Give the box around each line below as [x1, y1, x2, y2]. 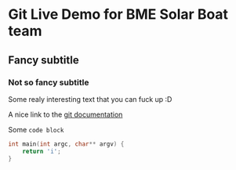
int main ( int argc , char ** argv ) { [8, 139, 125, 148]
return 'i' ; [22, 147, 61, 155]
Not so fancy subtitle [8, 77, 89, 88]
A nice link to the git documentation [8, 110, 123, 119]
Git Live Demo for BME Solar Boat [8, 5, 229, 24]
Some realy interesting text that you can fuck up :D [8, 94, 172, 103]
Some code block [8, 125, 64, 134]
